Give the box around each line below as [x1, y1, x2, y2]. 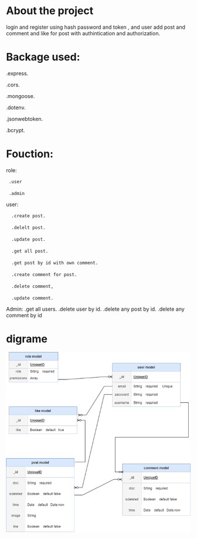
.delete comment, [11, 283, 54, 289]
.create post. [11, 213, 46, 218]
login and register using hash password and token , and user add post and [6, 23, 186, 31]
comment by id [6, 311, 42, 318]
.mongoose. [6, 92, 35, 99]
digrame [6, 332, 48, 345]
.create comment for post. [11, 271, 77, 277]
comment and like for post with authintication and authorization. [6, 29, 160, 36]
